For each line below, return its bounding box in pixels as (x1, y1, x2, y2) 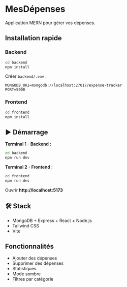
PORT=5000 (5, 87, 26, 92)
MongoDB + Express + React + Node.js (12, 218, 92, 223)
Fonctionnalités (5, 242, 54, 251)
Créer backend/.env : (5, 73, 47, 79)
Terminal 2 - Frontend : (5, 164, 53, 170)
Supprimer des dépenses (12, 260, 64, 266)
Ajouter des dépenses (12, 255, 58, 261)
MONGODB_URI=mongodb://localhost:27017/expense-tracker (5, 83, 122, 88)
